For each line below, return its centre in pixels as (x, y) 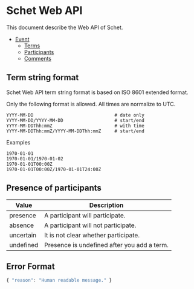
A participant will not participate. (90, 225)
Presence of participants (54, 188)
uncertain (23, 235)
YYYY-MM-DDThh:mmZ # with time (76, 126)
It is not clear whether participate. (92, 235)
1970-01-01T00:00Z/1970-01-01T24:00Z (54, 169)
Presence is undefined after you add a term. (107, 245)
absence (22, 225)
